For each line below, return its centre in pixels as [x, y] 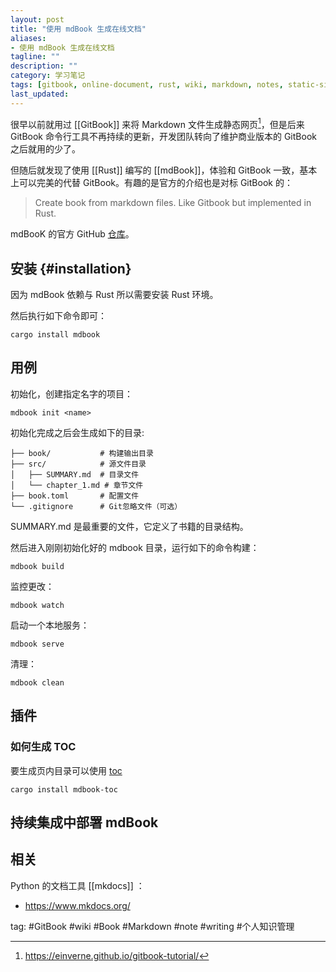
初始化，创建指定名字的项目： [71, 393]
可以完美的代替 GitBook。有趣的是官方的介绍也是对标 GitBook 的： [155, 183]
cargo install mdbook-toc [64, 789]
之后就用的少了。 [45, 149]
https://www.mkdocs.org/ [77, 905]
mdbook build [37, 566]
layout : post [37, 19]
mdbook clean [37, 682]
